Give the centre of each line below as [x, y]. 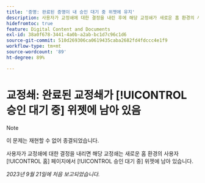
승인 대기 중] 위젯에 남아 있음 [74, 110]
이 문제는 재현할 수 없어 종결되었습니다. [53, 140]
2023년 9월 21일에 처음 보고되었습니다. [53, 174]
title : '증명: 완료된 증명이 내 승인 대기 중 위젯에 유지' [71, 12]
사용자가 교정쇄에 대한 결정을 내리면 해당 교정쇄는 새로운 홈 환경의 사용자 [92, 153]
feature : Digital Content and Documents [59, 29]
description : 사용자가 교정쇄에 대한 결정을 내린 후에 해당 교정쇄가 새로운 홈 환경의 [100, 18]
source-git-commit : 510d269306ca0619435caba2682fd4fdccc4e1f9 [87, 40]
